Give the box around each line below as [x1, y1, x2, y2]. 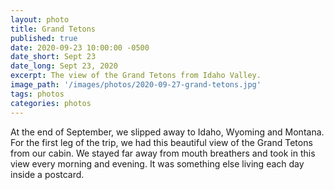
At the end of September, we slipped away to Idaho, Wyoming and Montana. [10, 126, 325, 138]
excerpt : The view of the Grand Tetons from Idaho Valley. [10, 71, 262, 81]
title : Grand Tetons [10, 24, 97, 34]
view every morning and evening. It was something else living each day [10, 157, 305, 170]
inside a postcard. [10, 168, 85, 180]
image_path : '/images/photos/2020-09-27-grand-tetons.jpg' [10, 80, 262, 90]
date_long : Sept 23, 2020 [10, 61, 118, 71]
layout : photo [10, 14, 70, 25]
